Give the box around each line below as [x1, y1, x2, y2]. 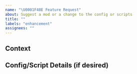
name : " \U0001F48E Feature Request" [5, 7, 81, 12]
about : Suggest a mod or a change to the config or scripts [5, 12, 133, 17]
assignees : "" [5, 26, 35, 31]
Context [5, 44, 31, 53]
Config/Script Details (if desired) [5, 61, 109, 70]
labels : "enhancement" [5, 21, 52, 26]
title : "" [5, 16, 26, 21]
